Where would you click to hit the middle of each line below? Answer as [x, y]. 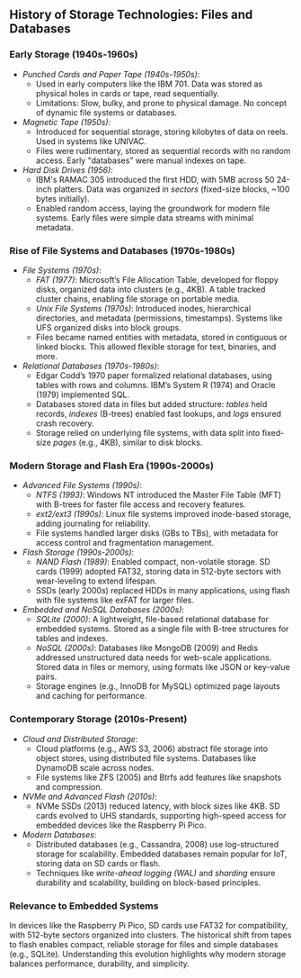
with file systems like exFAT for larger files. [115, 600]
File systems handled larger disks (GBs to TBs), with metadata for [157, 533]
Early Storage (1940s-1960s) [74, 55]
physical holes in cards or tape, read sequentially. [128, 93]
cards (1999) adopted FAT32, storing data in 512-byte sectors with [158, 572]
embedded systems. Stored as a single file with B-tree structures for [162, 629]
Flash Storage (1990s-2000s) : [78, 552]
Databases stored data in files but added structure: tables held [151, 403]
